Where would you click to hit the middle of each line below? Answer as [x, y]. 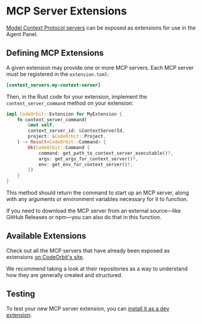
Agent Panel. [22, 34]
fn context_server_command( [52, 120]
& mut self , [41, 125]
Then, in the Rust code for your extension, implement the [77, 96]
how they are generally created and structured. [65, 275]
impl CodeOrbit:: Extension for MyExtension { [64, 114]
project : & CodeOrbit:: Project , [67, 137]
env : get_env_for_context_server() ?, [86, 164]
